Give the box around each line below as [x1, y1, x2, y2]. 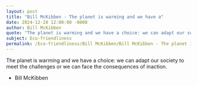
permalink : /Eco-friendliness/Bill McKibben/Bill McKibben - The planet [6, 41, 188, 47]
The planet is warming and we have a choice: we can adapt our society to [6, 56, 185, 64]
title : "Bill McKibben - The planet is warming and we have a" [6, 14, 164, 20]
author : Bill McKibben [6, 24, 62, 31]
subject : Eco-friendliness [6, 35, 72, 41]
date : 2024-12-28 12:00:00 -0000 [6, 19, 88, 25]
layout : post [6, 8, 38, 15]
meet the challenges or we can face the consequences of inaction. [6, 63, 168, 70]
